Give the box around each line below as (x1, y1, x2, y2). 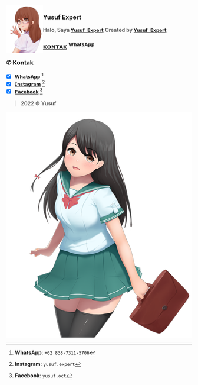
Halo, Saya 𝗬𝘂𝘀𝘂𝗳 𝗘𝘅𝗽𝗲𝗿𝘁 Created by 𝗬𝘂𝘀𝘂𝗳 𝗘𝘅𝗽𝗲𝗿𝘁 (43, 27, 167, 34)
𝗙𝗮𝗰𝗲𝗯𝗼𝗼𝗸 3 (14, 87, 43, 95)
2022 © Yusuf (20, 100, 57, 107)
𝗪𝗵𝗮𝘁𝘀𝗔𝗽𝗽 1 (14, 72, 44, 80)
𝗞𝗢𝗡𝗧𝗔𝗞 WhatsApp (43, 41, 95, 50)
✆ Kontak (6, 58, 34, 66)
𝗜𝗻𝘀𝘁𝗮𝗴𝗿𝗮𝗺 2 (14, 79, 45, 88)
